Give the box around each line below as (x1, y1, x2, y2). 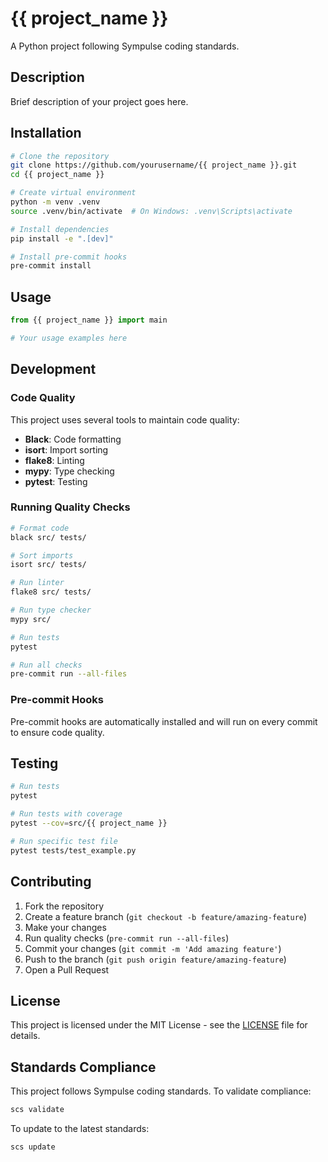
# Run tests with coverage (10, 809, 123, 819)
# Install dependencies (10, 224, 110, 234)
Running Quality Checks (10, 500, 131, 514)
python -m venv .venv (10, 197, 101, 207)
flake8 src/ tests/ (10, 587, 92, 597)
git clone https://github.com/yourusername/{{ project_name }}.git (10, 160, 298, 171)
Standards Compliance (10, 1058, 157, 1076)
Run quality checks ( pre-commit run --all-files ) (24, 932, 230, 944)
